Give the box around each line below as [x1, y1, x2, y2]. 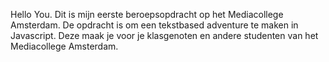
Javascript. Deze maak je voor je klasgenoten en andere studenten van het [10, 30, 319, 41]
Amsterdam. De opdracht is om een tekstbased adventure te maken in [10, 19, 299, 31]
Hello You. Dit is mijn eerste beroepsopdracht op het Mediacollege [10, 9, 284, 20]
